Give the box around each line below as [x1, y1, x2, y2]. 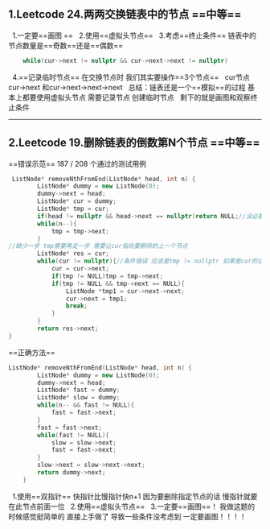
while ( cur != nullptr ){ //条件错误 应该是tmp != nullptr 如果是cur [37, 257, 252, 266]
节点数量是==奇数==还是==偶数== [8, 40, 124, 50]
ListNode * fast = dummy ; [37, 386, 121, 395]
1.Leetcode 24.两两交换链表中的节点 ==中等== [8, 7, 242, 22]
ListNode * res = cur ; [37, 250, 110, 258]
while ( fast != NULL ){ [37, 431, 110, 439]
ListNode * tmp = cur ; [37, 205, 110, 213]
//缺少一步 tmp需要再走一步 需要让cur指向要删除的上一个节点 [8, 242, 188, 250]
